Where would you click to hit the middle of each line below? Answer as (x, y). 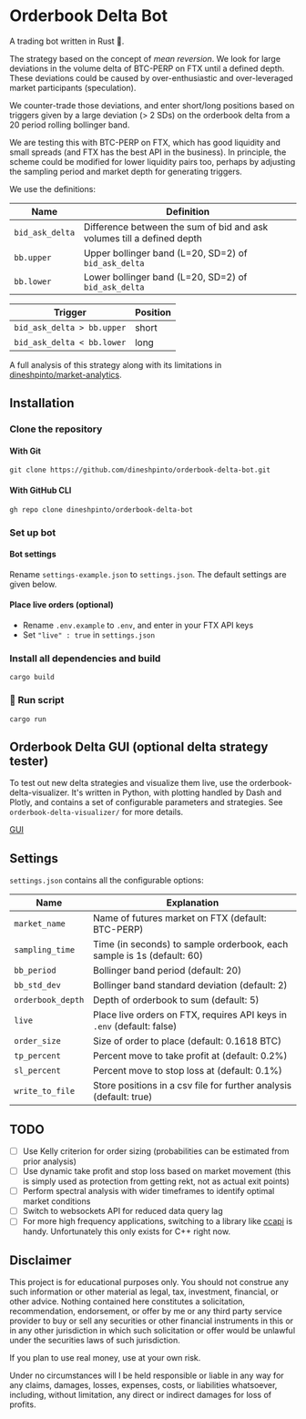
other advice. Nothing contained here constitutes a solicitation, (127, 1302)
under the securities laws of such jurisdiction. (95, 1341)
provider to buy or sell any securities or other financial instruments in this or (152, 1321)
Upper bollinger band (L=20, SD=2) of (165, 253)
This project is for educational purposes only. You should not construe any (149, 1282)
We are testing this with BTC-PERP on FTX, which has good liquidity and (145, 142)
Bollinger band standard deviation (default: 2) (190, 985)
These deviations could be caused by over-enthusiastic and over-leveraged (151, 77)
